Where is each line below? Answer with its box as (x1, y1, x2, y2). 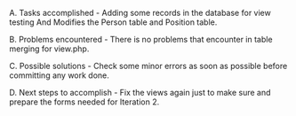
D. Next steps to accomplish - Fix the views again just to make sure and (9, 88, 271, 97)
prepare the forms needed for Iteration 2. (9, 97, 160, 107)
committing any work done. (9, 70, 109, 81)
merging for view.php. (9, 43, 90, 54)
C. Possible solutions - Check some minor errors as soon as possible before (9, 61, 288, 71)
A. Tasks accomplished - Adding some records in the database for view (9, 8, 271, 18)
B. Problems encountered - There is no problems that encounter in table (9, 35, 273, 44)
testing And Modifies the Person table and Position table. (9, 17, 218, 27)
